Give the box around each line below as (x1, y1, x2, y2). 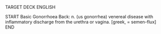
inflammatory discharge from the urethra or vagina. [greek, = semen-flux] (5, 19, 157, 25)
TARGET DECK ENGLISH (5, 4, 56, 10)
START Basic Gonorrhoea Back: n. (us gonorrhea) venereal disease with (5, 14, 154, 19)
